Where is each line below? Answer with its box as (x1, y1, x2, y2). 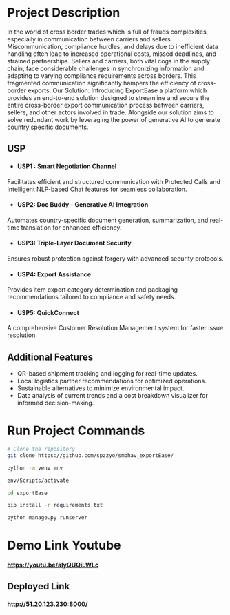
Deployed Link (7, 581, 70, 592)
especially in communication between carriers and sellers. (7, 34, 173, 43)
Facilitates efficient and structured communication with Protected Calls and (7, 177, 220, 185)
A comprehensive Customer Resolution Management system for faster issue (7, 324, 224, 332)
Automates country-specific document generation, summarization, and (7, 216, 209, 224)
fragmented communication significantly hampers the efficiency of (7, 79, 196, 87)
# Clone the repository (7, 446, 76, 453)
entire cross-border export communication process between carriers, (7, 101, 205, 109)
